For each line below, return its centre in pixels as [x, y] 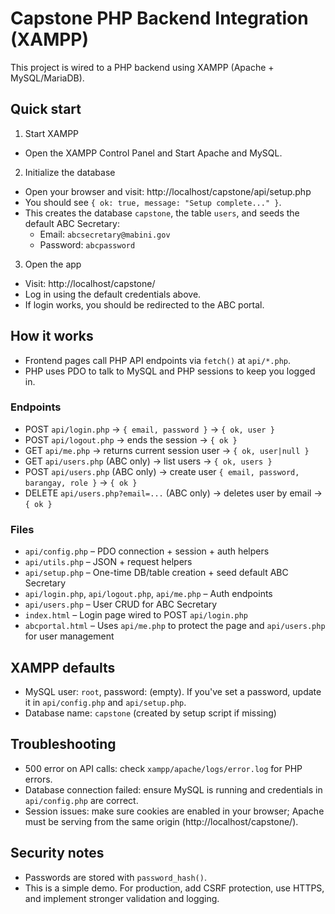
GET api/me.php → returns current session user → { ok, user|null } [167, 450]
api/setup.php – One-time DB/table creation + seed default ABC [156, 573]
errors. [38, 779]
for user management [69, 636]
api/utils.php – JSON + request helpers [108, 562]
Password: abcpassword [87, 244]
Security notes [57, 853]
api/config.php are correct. [81, 800]
